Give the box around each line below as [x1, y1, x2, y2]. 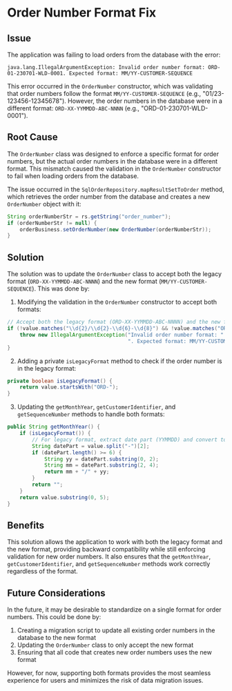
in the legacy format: [17, 364, 77, 372]
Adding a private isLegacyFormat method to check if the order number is [17, 357, 222, 365]
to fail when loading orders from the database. [7, 171, 139, 180]
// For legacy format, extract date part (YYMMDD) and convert [32, 436, 217, 443]
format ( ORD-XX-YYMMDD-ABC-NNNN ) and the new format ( [7, 278, 162, 286]
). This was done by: [32, 284, 90, 293]
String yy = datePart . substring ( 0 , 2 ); [43, 456, 159, 463]
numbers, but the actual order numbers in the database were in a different [7, 157, 217, 165]
